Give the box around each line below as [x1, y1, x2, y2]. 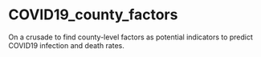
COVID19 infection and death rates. [8, 40, 124, 50]
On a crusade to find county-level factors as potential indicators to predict [8, 32, 253, 42]
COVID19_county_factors [8, 6, 178, 24]
